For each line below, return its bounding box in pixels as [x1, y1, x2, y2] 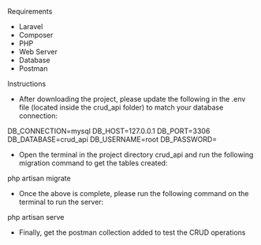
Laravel [18, 22, 43, 31]
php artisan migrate [7, 173, 72, 183]
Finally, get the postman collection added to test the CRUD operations [18, 228, 246, 237]
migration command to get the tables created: [18, 158, 168, 168]
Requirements [7, 7, 53, 16]
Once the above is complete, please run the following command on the [18, 189, 249, 198]
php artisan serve [7, 213, 65, 221]
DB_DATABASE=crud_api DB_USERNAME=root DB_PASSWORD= [7, 135, 218, 144]
